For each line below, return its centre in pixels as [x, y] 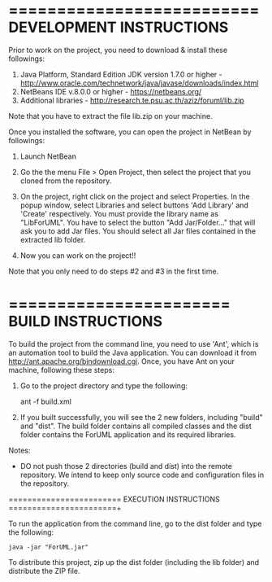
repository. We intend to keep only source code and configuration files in [142, 475]
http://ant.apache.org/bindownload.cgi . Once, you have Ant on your [122, 361]
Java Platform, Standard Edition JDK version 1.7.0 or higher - [121, 74]
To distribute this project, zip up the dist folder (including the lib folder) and [134, 562]
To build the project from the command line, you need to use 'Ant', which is [134, 344]
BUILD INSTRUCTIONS [85, 322]
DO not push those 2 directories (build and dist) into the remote [126, 466]
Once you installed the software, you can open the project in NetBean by [130, 132]
